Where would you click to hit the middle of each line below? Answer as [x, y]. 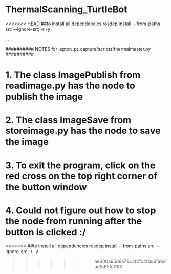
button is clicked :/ [46, 232]
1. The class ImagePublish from [73, 75]
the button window [46, 187]
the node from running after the [74, 221]
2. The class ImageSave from [68, 120]
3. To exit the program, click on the [80, 165]
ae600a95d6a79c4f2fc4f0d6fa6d [130, 261]
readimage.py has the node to [70, 86]
